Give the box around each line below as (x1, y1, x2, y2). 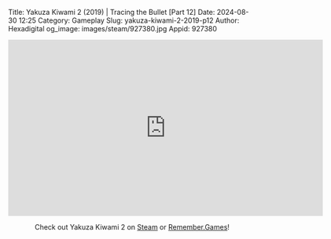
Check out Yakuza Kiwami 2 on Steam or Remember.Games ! (34, 223, 230, 231)
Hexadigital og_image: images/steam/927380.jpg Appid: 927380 (8, 24, 218, 33)
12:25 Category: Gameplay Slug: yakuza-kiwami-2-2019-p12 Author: (18, 16, 240, 25)
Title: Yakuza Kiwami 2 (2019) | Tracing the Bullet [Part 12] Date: (8, 8, 215, 16)
